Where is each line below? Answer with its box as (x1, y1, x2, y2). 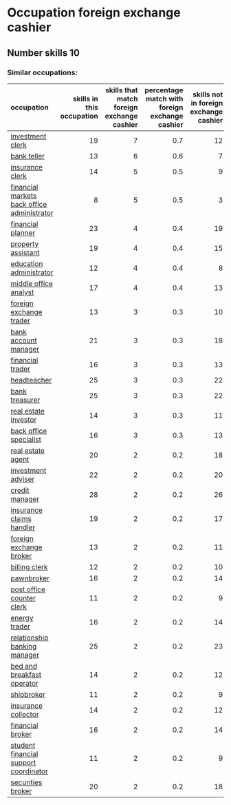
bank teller (10, 151, 45, 161)
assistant (10, 247, 40, 257)
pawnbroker (10, 573, 50, 583)
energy (10, 613, 34, 622)
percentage (144, 85, 184, 94)
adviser (10, 474, 35, 484)
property (10, 239, 39, 249)
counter (10, 593, 36, 602)
